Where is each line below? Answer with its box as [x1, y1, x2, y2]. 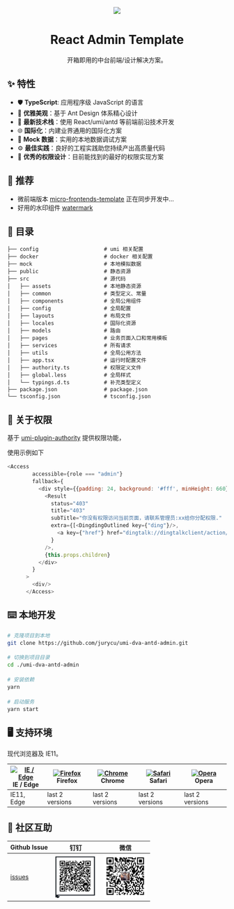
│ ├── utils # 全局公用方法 [7, 349, 141, 357]
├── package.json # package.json [7, 386, 148, 393]
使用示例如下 [7, 448, 44, 457]
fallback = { [32, 478, 64, 484]
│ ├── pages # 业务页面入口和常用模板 [7, 335, 168, 342]
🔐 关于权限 [7, 413, 52, 425]
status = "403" [51, 500, 89, 507]
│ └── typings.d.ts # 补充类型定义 [7, 379, 141, 386]
